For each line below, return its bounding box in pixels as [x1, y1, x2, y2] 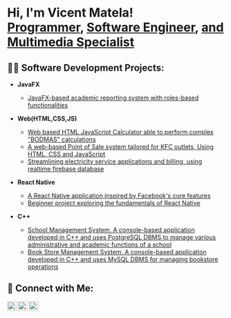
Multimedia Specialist [7, 35, 135, 50]
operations [27, 263, 59, 271]
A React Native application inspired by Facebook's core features [27, 192, 211, 200]
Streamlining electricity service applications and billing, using [27, 157, 203, 166]
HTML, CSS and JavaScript [27, 150, 106, 158]
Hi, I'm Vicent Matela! [7, 5, 133, 21]
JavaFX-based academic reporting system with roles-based [27, 94, 199, 102]
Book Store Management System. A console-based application [27, 248, 207, 256]
